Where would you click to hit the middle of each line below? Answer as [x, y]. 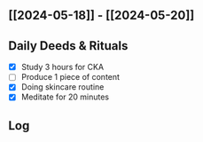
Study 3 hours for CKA [62, 67]
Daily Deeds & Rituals [68, 46]
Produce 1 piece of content [70, 77]
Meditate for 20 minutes [65, 97]
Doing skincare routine [62, 87]
